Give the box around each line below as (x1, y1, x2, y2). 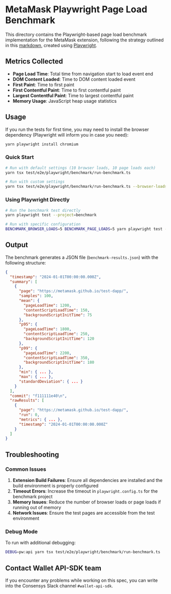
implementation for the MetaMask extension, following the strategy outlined (5, 37, 164, 43)
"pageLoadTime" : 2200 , (23, 350, 72, 356)
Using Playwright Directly (5, 196, 70, 203)
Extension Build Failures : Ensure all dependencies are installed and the (12, 477, 163, 483)
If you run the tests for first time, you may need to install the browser (5, 126, 149, 133)
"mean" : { (18, 298, 40, 303)
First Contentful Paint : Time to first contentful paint (12, 87, 121, 93)
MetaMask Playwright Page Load (5, 4, 148, 15)
